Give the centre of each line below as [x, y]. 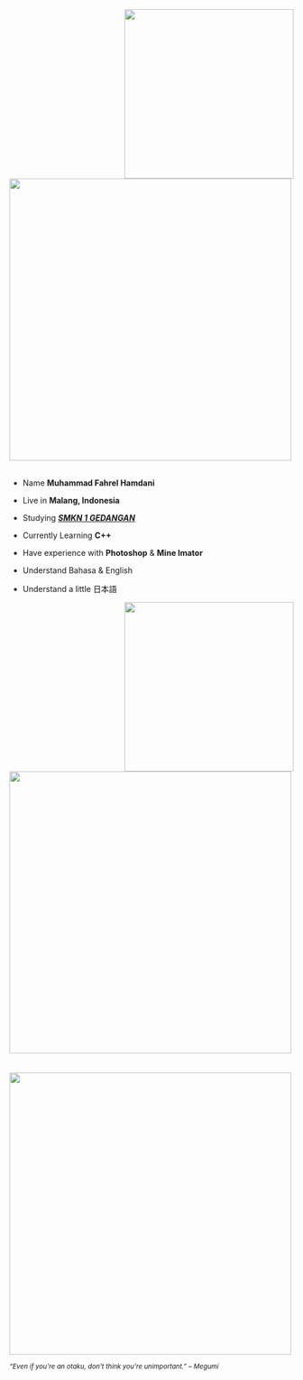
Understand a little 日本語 [69, 589]
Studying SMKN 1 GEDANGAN [78, 518]
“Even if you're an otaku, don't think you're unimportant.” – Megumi [114, 1366]
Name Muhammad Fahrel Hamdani [88, 483]
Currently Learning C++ [67, 535]
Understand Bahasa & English [78, 570]
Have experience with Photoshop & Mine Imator [112, 553]
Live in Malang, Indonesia [71, 500]
